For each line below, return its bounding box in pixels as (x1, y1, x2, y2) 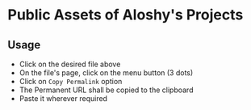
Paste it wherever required (19, 94, 108, 103)
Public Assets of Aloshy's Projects (7, 6, 244, 24)
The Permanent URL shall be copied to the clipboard (19, 85, 194, 95)
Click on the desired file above (19, 59, 121, 69)
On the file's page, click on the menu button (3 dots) (19, 68, 194, 78)
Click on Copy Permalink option (19, 77, 123, 86)
